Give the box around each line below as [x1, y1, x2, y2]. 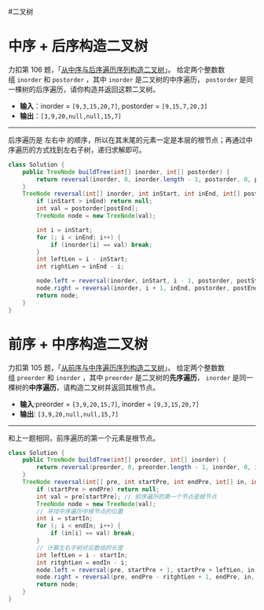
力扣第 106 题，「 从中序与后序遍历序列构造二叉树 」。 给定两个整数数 [8, 65, 225, 74]
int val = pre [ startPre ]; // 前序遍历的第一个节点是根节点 [36, 493, 218, 501]
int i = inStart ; [36, 226, 93, 234]
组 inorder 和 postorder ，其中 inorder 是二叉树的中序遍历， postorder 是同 [8, 74, 254, 84]
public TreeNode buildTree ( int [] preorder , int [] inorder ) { [22, 456, 227, 464]
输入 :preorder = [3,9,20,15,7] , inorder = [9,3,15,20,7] [19, 399, 200, 409]
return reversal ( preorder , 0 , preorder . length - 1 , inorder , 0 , [36, 464, 251, 471]
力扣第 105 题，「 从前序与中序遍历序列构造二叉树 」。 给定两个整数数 [8, 363, 225, 372]
